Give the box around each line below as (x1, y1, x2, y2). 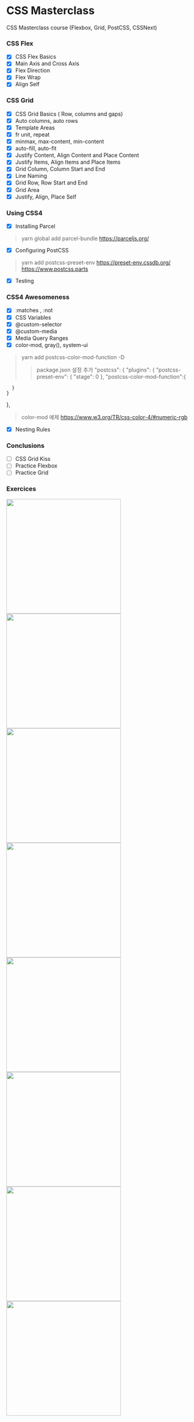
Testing (15, 277, 35, 285)
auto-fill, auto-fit (15, 145, 57, 152)
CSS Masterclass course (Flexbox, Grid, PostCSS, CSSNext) (6, 24, 157, 31)
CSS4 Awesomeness (6, 293, 70, 301)
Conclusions (6, 441, 45, 450)
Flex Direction (15, 67, 51, 74)
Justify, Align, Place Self (15, 193, 77, 200)
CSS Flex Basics (15, 53, 57, 60)
